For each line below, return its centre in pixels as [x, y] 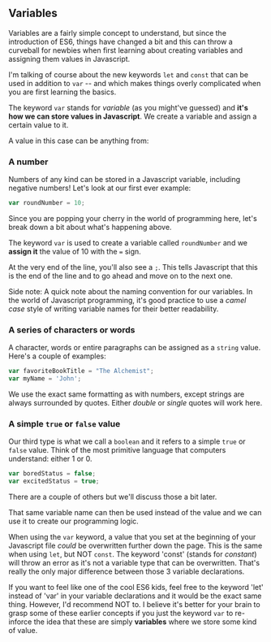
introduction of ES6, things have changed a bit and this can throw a [120, 41]
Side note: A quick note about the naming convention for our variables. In [131, 291]
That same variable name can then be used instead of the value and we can [135, 513]
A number [28, 162]
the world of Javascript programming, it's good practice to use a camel [127, 300]
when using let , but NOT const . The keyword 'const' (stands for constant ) [133, 554]
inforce [20, 622]
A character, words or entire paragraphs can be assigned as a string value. [135, 348]
